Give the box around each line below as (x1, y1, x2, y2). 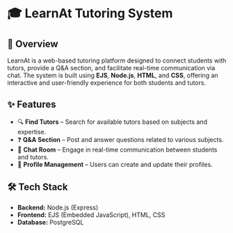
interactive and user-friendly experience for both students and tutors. (7, 79, 207, 87)
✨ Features (7, 99, 56, 111)
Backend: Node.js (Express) (17, 203, 99, 211)
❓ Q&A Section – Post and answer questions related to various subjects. (17, 135, 224, 143)
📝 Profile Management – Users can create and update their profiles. (17, 160, 214, 168)
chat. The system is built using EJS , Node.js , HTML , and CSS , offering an (7, 71, 218, 79)
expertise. (17, 127, 47, 136)
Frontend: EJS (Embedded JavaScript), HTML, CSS (17, 210, 166, 219)
